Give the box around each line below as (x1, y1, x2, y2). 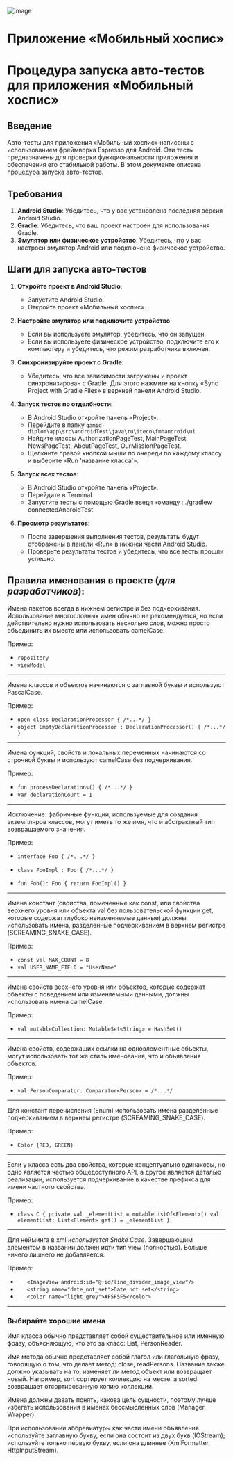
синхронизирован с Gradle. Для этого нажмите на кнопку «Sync (27, 379, 219, 387)
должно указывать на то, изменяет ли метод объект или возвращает (7, 1367, 212, 1375)
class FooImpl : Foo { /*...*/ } (17, 866, 114, 873)
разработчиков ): (7, 586, 85, 597)
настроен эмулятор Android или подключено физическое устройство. (17, 243, 225, 252)
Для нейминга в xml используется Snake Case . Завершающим (7, 1235, 193, 1244)
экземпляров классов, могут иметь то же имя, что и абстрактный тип (7, 817, 215, 825)
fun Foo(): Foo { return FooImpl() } (17, 880, 127, 887)
